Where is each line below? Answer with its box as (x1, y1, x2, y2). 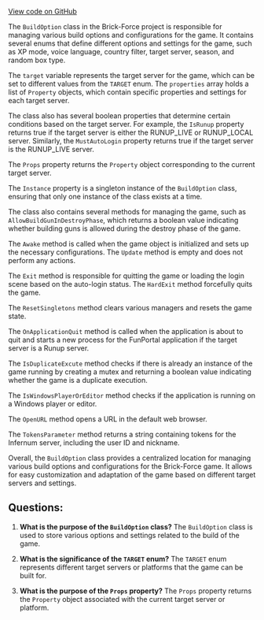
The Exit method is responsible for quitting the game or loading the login (8, 271, 245, 280)
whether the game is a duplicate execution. (8, 376, 148, 384)
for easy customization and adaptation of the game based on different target (8, 470, 256, 479)
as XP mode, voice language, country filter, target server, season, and (8, 47, 234, 56)
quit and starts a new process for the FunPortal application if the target (8, 335, 237, 344)
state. (8, 311, 27, 321)
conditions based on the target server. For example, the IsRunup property (8, 120, 244, 128)
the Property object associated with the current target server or (19, 594, 225, 603)
